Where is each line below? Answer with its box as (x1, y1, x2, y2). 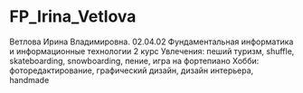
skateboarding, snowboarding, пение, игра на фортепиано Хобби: (9, 55, 260, 66)
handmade (9, 74, 50, 85)
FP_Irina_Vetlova (9, 6, 137, 27)
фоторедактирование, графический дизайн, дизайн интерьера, (9, 65, 254, 76)
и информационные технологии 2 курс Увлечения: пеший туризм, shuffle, (9, 45, 295, 56)
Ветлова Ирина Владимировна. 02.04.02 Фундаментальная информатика (9, 36, 294, 47)
